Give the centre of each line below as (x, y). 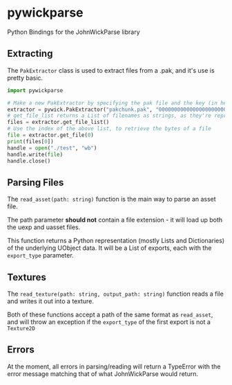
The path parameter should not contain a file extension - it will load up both (115, 220)
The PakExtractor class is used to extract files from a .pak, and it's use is (111, 70)
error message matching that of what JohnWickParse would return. (103, 374)
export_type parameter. (40, 256)
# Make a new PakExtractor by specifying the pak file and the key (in (112, 103)
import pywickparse (35, 90)
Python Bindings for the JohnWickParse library (74, 32)
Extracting (30, 54)
